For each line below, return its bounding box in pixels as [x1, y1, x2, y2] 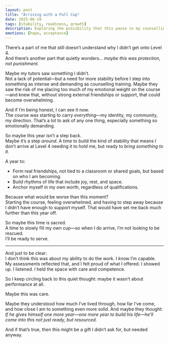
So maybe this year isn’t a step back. [5, 133, 82, 138]
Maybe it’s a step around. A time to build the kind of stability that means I [5, 138, 156, 144]
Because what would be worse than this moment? [5, 194, 109, 200]
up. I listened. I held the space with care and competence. [5, 266, 126, 272]
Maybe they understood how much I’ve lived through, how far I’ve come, [5, 301, 156, 307]
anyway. [5, 332, 23, 337]
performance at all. [5, 281, 45, 287]
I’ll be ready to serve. [5, 236, 49, 241]
